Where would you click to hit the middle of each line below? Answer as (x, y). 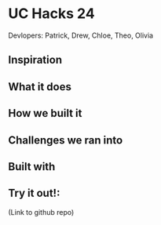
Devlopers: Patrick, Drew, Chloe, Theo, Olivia (81, 35)
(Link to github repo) (41, 212)
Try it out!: (34, 193)
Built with (32, 167)
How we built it (45, 113)
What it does (40, 87)
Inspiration (35, 60)
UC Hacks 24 (52, 14)
